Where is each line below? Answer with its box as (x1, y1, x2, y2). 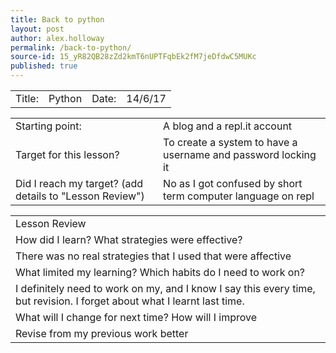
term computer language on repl (163, 189, 315, 203)
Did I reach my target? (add (15, 177, 144, 190)
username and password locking (163, 148, 317, 161)
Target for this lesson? (15, 148, 120, 161)
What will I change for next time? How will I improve (15, 311, 258, 324)
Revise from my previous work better (15, 327, 189, 340)
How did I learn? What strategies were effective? (15, 233, 243, 246)
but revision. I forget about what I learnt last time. (15, 294, 245, 308)
